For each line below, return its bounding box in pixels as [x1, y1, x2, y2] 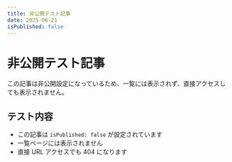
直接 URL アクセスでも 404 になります [17, 147, 127, 156]
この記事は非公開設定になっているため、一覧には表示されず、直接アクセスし [7, 79, 226, 88]
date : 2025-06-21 [7, 17, 58, 24]
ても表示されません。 [7, 88, 68, 97]
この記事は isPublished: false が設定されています [17, 130, 163, 139]
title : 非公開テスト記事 [7, 10, 71, 17]
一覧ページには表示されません [17, 139, 103, 147]
